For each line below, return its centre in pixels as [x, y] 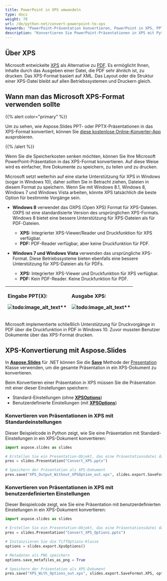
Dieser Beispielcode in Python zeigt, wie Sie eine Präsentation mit [72, 433]
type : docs [16, 14]
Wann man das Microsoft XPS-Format [65, 97]
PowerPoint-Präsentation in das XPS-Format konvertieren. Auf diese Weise [82, 161]
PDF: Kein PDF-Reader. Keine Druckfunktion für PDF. [74, 279]
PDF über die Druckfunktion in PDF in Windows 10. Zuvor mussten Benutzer [83, 329]
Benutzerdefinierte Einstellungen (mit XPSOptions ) [65, 403]
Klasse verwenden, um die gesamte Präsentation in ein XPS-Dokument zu [81, 368]
